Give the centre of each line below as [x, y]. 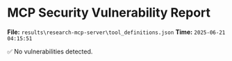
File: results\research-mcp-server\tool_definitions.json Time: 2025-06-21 [116, 32]
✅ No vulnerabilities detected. [50, 51]
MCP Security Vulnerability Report [109, 13]
